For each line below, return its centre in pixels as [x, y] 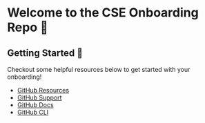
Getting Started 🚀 [45, 53]
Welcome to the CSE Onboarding [103, 13]
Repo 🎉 [28, 27]
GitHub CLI [33, 112]
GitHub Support [39, 97]
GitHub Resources [43, 90]
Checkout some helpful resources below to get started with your [99, 69]
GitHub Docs [35, 105]
